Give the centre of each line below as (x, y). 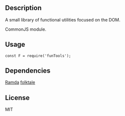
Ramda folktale (20, 82)
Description (23, 8)
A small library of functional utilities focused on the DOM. (63, 19)
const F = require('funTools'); (38, 56)
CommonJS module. (26, 29)
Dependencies (28, 71)
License (17, 98)
